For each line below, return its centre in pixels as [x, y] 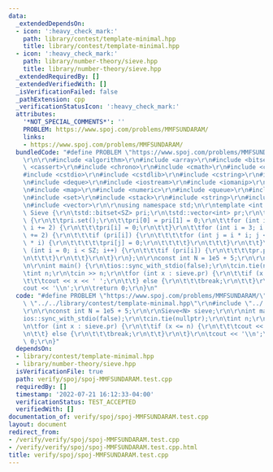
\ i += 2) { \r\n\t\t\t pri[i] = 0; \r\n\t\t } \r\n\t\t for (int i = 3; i [143, 228]
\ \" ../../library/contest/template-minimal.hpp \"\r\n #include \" [138, 304]
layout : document [38, 425]
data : [17, 16]
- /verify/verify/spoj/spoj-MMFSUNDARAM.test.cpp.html [103, 447]
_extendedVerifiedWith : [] [61, 84]
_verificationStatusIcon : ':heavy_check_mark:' [98, 107]
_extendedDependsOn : [50, 24]
